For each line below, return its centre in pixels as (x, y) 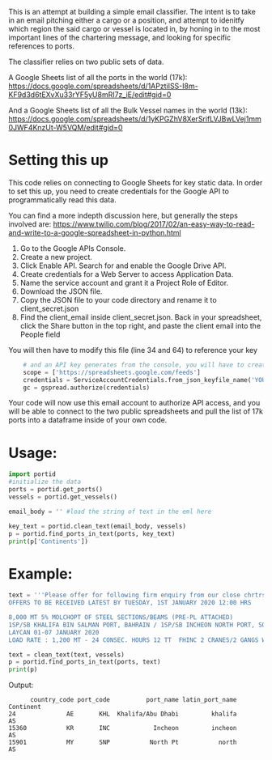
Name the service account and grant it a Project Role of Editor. (124, 282)
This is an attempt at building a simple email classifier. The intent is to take (132, 12)
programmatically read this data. (62, 200)
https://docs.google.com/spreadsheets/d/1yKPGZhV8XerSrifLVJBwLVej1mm (135, 119)
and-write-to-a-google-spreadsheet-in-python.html (95, 232)
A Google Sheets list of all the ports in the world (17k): (98, 77)
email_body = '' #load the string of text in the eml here (110, 512)
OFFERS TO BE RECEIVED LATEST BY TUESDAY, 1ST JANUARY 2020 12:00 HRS (130, 603)
